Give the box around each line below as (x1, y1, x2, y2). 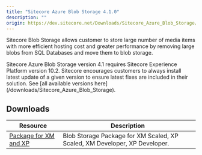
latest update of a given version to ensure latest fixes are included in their (6, 73, 188, 81)
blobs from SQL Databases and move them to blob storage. (6, 49, 153, 56)
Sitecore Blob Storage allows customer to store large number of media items (6, 37, 195, 44)
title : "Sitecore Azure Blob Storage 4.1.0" (6, 8, 120, 15)
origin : (6, 20, 26, 26)
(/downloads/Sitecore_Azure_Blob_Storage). (6, 87, 116, 94)
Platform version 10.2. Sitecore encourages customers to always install (6, 67, 182, 74)
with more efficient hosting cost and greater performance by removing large (6, 43, 195, 50)
